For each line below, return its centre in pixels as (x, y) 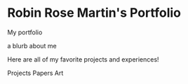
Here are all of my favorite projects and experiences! (83, 59)
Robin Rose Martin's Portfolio (94, 13)
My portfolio (25, 32)
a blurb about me (32, 45)
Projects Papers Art (35, 73)
